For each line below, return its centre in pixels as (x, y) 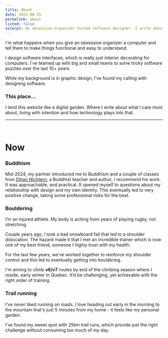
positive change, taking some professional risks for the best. (67, 195)
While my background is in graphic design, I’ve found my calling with (76, 78)
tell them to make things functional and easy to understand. (66, 48)
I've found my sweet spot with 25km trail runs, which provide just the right (81, 324)
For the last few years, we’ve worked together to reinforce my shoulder (78, 255)
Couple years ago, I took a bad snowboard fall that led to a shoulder (75, 234)
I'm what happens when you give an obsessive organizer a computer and (81, 43)
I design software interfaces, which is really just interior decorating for (77, 58)
